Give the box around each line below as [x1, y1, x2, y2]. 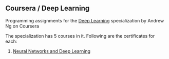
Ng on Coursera [5, 23, 40, 29]
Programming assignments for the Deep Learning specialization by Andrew [5, 17, 164, 23]
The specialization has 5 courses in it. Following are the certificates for [5, 33, 155, 39]
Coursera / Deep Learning [5, 4, 90, 13]
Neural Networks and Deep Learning [12, 48, 91, 54]
